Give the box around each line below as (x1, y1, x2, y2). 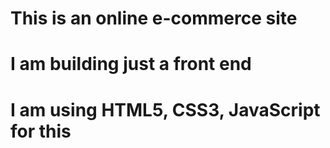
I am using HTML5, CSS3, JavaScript (10, 98, 321, 121)
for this (10, 120, 72, 142)
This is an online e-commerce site (10, 7, 298, 30)
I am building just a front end (10, 53, 252, 76)
